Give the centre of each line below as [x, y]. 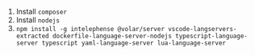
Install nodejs [38, 20]
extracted [33, 36]
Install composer [41, 12]
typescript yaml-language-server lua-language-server [134, 43]
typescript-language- [211, 36]
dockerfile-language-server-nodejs [112, 36]
